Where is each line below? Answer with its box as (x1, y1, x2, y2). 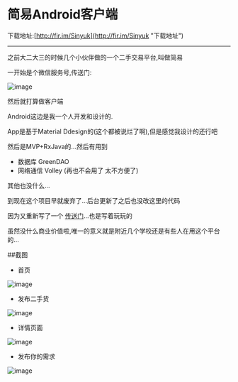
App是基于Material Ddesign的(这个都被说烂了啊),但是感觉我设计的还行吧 (7, 127, 218, 136)
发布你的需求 (17, 352, 55, 361)
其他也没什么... (7, 181, 51, 190)
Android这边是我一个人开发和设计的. (7, 111, 113, 121)
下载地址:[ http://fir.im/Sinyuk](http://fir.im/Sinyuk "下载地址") (7, 31, 184, 40)
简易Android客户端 (7, 6, 118, 23)
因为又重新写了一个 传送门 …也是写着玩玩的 (7, 211, 133, 220)
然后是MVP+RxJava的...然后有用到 (7, 142, 108, 151)
